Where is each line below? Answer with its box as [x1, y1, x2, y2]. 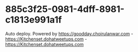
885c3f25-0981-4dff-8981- [5, 3, 125, 15]
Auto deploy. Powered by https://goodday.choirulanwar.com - [5, 30, 133, 36]
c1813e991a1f [5, 14, 62, 25]
